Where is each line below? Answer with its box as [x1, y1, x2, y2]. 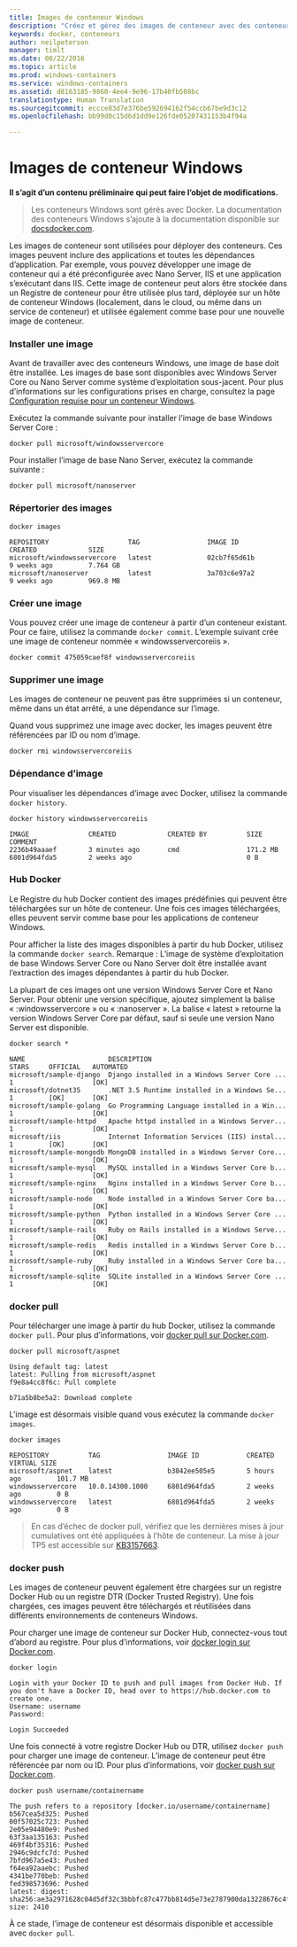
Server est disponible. [9, 1021, 89, 1033]
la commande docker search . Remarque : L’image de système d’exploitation [9, 948, 285, 958]
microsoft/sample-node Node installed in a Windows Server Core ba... [9, 1194, 287, 1203]
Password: [9, 1710, 46, 1719]
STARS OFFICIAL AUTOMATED [9, 1062, 128, 1071]
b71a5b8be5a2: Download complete [9, 1394, 133, 1403]
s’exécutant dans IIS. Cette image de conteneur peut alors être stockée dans [9, 278, 287, 289]
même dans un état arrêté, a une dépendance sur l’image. [9, 703, 220, 714]
